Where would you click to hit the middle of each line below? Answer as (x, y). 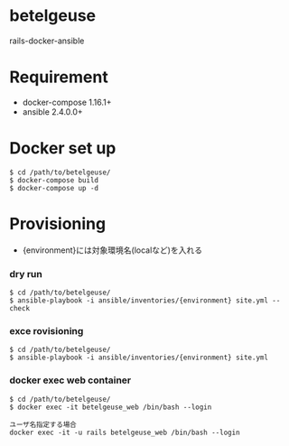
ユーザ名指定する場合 (43, 424)
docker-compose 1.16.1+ (67, 102)
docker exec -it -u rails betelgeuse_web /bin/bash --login (125, 432)
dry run (26, 274)
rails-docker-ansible (47, 41)
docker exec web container (70, 380)
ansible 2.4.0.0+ (52, 111)
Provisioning (58, 224)
